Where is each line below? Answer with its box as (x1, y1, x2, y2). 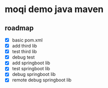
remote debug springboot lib (12, 77, 72, 83)
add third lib (12, 43, 37, 49)
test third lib (12, 49, 37, 55)
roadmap (5, 24, 34, 32)
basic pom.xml (12, 37, 43, 43)
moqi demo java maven (5, 4, 104, 15)
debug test (12, 54, 35, 60)
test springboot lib (12, 66, 50, 72)
